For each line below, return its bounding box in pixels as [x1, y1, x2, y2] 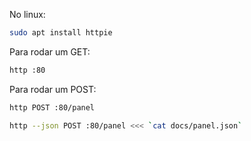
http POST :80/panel [9, 102, 96, 113]
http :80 [9, 65, 46, 75]
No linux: [9, 9, 46, 20]
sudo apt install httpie [9, 28, 113, 38]
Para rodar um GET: [9, 45, 91, 58]
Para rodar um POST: [9, 83, 97, 95]
